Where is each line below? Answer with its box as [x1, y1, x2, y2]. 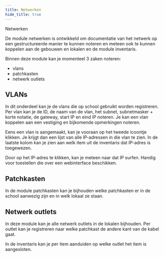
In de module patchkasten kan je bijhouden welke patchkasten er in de [5, 188, 151, 194]
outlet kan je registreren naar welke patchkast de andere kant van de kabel [5, 226, 159, 232]
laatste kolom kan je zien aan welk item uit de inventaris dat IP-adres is [5, 140, 151, 146]
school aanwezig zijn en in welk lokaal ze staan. [5, 193, 103, 199]
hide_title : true [5, 12, 41, 17]
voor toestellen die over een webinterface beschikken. [5, 160, 117, 166]
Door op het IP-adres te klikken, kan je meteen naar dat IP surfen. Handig [5, 155, 156, 161]
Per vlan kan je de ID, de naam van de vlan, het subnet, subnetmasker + [5, 109, 153, 115]
